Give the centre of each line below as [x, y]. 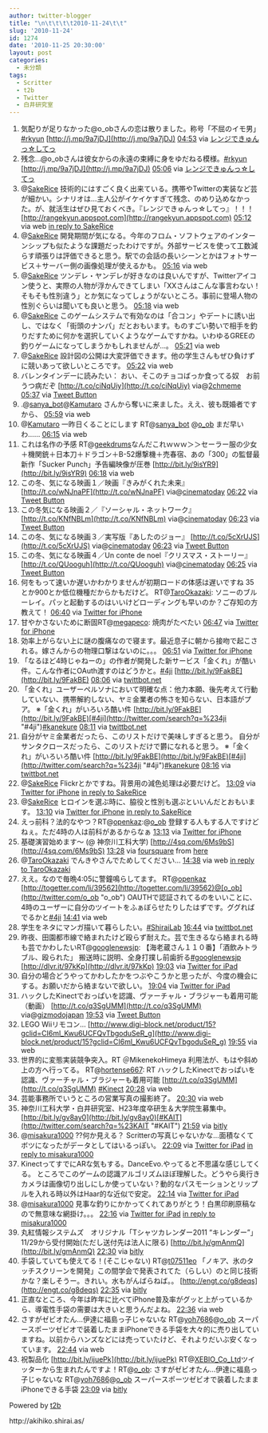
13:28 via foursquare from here [157, 851]
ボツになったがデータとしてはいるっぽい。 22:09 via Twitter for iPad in [137, 1146]
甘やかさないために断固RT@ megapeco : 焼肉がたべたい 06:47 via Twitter [139, 622]
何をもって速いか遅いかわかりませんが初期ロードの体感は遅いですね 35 [137, 582]
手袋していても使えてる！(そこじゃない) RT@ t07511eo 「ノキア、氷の [134, 1261]
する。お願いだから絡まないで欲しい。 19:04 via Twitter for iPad [125, 986]
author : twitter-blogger [50, 16]
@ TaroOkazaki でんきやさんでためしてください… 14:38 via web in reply [137, 860]
